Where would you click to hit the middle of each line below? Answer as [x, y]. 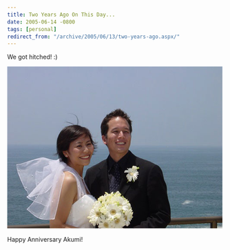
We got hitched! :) [32, 57]
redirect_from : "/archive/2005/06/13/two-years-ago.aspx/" [94, 37]
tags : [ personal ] [32, 29]
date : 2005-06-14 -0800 [41, 22]
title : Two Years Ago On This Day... [61, 15]
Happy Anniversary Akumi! [45, 240]
